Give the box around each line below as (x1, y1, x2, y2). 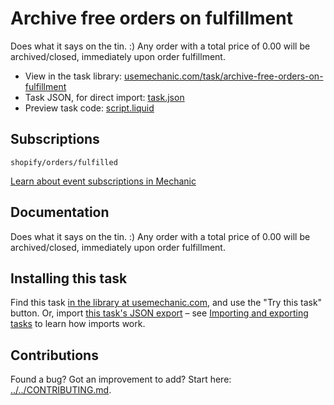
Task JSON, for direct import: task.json (24, 91, 185, 103)
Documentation (10, 204, 110, 221)
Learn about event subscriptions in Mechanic (10, 175, 197, 187)
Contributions (10, 347, 99, 364)
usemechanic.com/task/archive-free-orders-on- (124, 70, 324, 82)
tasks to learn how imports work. (10, 318, 146, 330)
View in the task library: (24, 70, 123, 82)
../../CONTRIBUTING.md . (10, 384, 112, 396)
